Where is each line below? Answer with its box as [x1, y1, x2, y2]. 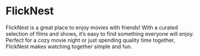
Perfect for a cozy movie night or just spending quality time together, [5, 36, 175, 43]
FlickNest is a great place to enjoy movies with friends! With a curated [5, 24, 178, 31]
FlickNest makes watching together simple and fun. [5, 43, 132, 50]
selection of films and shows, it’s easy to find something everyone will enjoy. [5, 30, 194, 37]
